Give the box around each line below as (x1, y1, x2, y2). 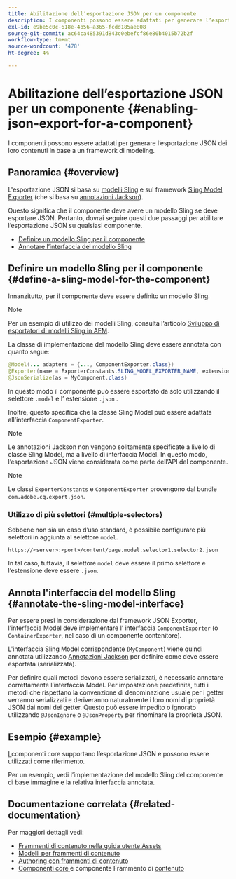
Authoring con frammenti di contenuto (18, 857, 129, 865)
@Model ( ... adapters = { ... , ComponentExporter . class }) (8, 361, 174, 368)
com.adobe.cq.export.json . (8, 492, 85, 501)
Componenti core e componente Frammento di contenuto (18, 864, 185, 872)
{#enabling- (127, 101, 199, 116)
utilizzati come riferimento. (8, 757, 85, 765)
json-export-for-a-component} (8, 116, 193, 132)
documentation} (8, 810, 81, 821)
